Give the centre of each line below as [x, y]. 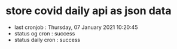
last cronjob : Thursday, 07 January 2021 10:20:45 [76, 27]
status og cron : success [45, 33]
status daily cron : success [47, 40]
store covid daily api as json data [89, 11]
